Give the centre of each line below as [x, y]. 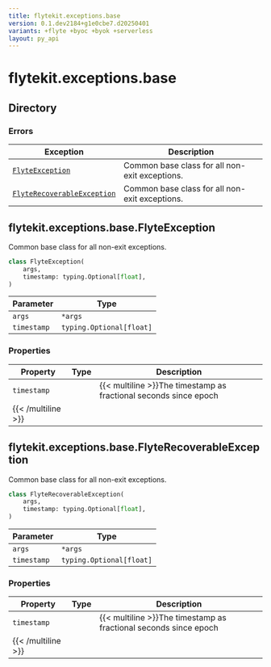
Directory [33, 108]
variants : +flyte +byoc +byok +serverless [81, 31]
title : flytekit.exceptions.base [65, 16]
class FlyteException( [46, 262]
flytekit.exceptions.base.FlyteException [112, 227]
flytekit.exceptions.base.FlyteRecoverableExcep [134, 448]
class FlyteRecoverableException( [67, 494]
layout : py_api [34, 38]
